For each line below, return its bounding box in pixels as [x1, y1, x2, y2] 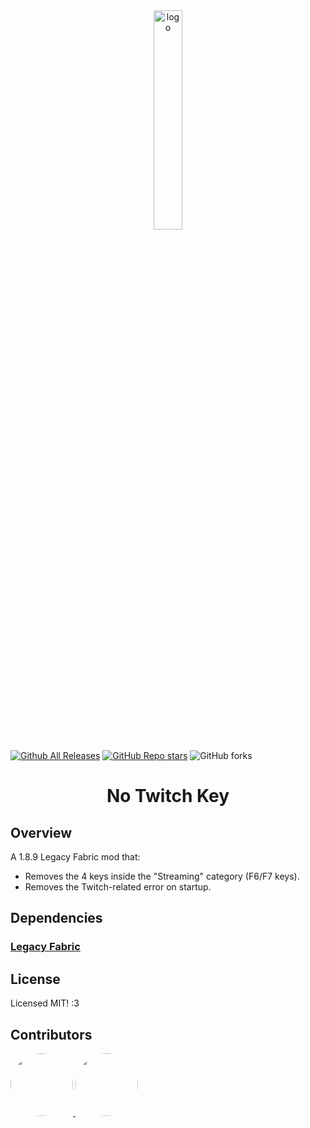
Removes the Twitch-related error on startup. [24, 881, 212, 893]
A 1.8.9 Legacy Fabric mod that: [10, 851, 141, 863]
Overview [10, 824, 73, 841]
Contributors [10, 1026, 93, 1043]
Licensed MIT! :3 [10, 997, 80, 1009]
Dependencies [10, 910, 103, 927]
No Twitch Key [106, 785, 230, 808]
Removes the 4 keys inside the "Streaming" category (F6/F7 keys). [24, 870, 300, 882]
